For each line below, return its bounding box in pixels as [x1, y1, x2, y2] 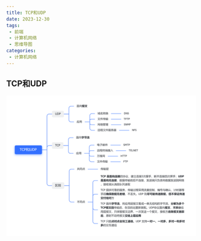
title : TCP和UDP [6, 10, 46, 16]
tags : [6, 22, 20, 28]
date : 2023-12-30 [6, 16, 50, 22]
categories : [6, 48, 36, 54]
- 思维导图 [8, 41, 33, 47]
